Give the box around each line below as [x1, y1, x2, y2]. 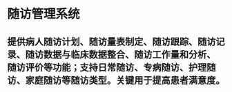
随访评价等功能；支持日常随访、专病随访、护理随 [7, 61, 216, 73]
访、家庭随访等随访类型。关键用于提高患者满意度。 [7, 74, 225, 86]
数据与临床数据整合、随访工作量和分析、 [43, 49, 216, 60]
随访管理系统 [7, 6, 81, 22]
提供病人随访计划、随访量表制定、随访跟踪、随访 [7, 36, 216, 47]
